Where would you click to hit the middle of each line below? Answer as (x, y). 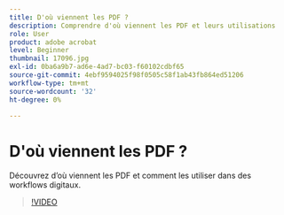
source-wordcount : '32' (53, 91)
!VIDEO (44, 202)
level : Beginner (39, 50)
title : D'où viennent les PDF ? (69, 17)
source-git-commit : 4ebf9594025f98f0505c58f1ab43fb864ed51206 (126, 75)
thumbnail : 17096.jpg (49, 58)
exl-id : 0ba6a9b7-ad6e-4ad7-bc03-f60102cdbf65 (97, 67)
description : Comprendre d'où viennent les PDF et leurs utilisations (142, 26)
